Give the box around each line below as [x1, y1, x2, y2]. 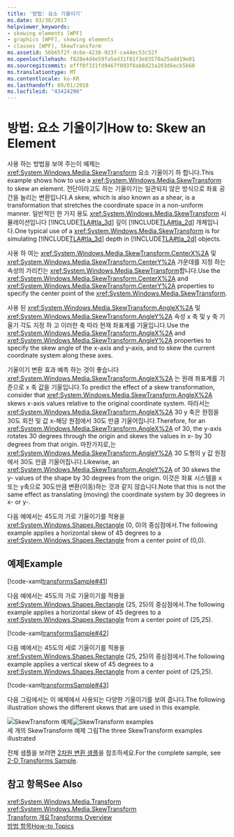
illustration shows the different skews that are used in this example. [7, 703, 201, 711]
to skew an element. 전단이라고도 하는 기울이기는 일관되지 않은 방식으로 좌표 [7, 184, 218, 193]
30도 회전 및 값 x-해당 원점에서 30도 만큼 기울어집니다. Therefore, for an [7, 417, 206, 425]
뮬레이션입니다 [7, 218, 47, 227]
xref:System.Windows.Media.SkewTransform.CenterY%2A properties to [7, 282, 214, 290]
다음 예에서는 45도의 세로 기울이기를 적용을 [7, 643, 125, 651]
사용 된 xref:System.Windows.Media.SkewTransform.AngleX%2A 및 [7, 304, 201, 312]
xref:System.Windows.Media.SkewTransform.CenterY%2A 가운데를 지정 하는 [7, 258, 226, 266]
